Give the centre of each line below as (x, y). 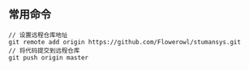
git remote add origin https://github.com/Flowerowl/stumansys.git (125, 42)
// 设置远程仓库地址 (38, 35)
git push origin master (49, 58)
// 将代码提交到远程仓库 (44, 51)
